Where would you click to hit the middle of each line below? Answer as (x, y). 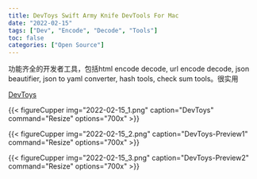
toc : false (26, 38)
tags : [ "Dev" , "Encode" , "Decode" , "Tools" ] (83, 30)
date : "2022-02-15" (40, 23)
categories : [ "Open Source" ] (56, 45)
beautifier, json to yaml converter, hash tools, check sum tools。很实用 (123, 79)
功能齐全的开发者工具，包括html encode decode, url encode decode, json (129, 69)
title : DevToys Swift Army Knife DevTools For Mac (94, 16)
